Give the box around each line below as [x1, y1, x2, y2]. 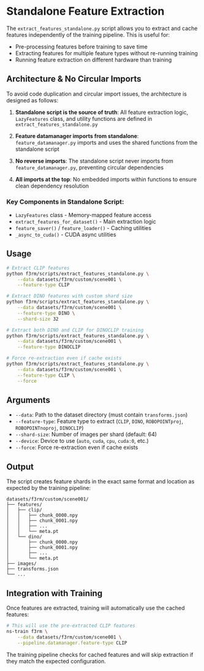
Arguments [6, 395, 51, 405]
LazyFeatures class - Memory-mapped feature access [15, 212, 152, 219]
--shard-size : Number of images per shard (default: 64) [15, 431, 157, 438]
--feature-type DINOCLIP [17, 344, 81, 350]
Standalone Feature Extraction [6, 4, 165, 18]
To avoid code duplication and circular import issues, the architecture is [6, 90, 187, 98]
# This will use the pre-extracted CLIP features [6, 623, 136, 629]
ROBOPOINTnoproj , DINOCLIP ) [15, 424, 84, 432]
